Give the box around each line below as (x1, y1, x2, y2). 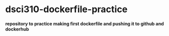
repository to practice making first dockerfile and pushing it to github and (5, 20, 164, 26)
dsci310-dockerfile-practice (5, 4, 128, 15)
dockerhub (5, 26, 29, 32)
